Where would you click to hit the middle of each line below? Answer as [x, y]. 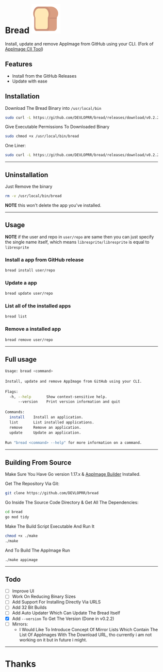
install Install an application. [46, 417]
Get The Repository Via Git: [32, 484]
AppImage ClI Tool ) [24, 49]
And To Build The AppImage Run [38, 550]
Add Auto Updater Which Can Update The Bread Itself [66, 613]
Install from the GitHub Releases [44, 76]
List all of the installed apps [38, 306]
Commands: [15, 412]
